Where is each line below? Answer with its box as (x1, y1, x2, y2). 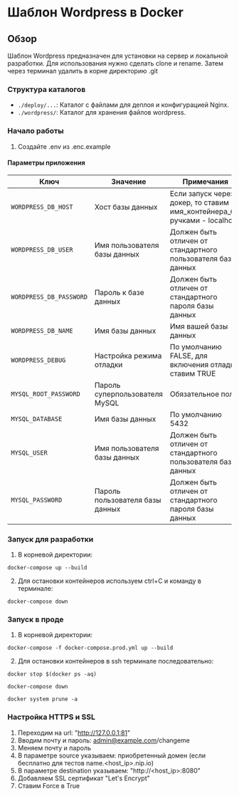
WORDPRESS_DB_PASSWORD (11, 293, 87, 301)
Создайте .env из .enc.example (17, 142, 111, 150)
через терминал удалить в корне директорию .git (7, 67, 158, 75)
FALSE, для (169, 351, 208, 361)
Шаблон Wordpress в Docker (7, 4, 184, 21)
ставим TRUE (169, 368, 216, 378)
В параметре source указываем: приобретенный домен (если (17, 751, 206, 760)
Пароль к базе (94, 287, 144, 297)
